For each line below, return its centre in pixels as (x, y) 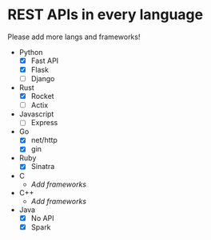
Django (43, 79)
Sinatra (43, 167)
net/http (44, 140)
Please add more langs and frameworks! (74, 37)
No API (42, 218)
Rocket (42, 96)
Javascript (36, 114)
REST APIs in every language (105, 15)
